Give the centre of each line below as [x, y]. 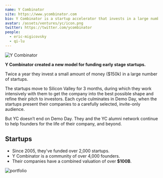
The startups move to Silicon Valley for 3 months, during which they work [78, 89]
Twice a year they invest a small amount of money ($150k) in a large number [81, 74]
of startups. [16, 79]
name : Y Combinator [25, 9]
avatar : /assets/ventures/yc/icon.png [44, 23]
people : [13, 32]
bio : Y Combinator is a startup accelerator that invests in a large [77, 18]
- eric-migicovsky [28, 37]
